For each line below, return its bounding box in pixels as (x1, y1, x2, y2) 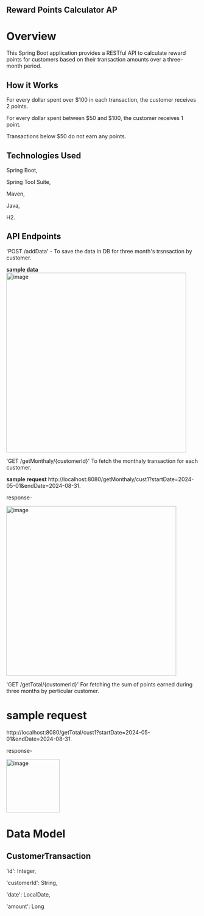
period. (23, 62, 42, 69)
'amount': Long (6, 903, 44, 910)
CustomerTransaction (6, 851, 91, 861)
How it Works (6, 80, 58, 90)
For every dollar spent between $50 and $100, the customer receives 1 (6, 114, 184, 122)
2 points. (6, 103, 29, 110)
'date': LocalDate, (6, 890, 51, 898)
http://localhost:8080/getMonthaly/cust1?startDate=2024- (47, 475, 194, 483)
